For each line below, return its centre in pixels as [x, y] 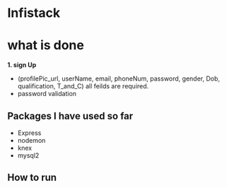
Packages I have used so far [70, 116]
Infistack [34, 13]
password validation [47, 94]
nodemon [31, 140]
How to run [32, 178]
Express [29, 133]
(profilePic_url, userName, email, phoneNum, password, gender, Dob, [119, 78]
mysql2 [28, 155]
